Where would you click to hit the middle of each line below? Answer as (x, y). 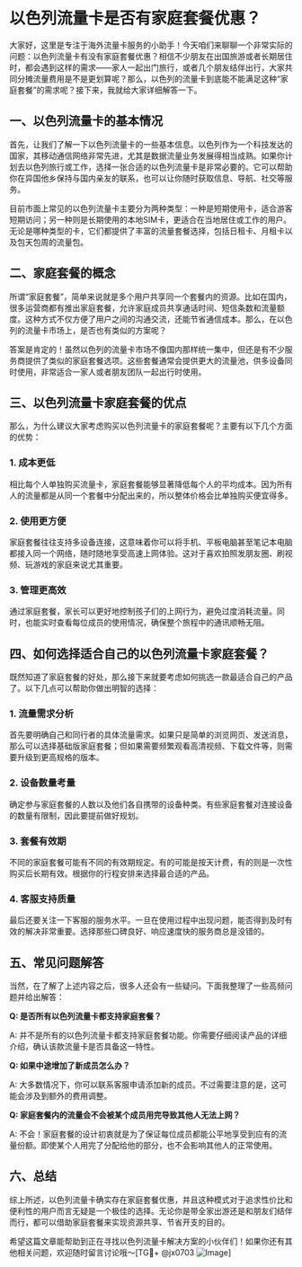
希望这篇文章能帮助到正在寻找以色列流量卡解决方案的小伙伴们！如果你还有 (147, 1241)
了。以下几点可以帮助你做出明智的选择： (84, 688)
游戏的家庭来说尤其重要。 (80, 564)
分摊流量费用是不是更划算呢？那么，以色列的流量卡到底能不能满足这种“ (149, 78)
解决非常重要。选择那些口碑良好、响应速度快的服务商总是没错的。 (147, 932)
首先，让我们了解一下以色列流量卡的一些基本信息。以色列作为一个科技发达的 (151, 144)
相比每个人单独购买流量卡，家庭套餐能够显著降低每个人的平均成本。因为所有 (151, 484)
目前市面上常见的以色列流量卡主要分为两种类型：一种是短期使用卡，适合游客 (151, 208)
